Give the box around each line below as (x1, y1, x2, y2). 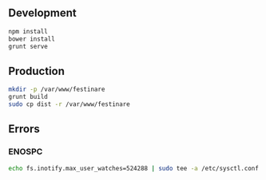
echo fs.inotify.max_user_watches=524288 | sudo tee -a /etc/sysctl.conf (8, 164, 260, 172)
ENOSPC (8, 147, 43, 158)
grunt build (8, 93, 48, 101)
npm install (8, 27, 48, 35)
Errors (8, 123, 40, 136)
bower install (8, 35, 56, 43)
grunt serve (8, 42, 48, 50)
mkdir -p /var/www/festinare (8, 85, 105, 94)
